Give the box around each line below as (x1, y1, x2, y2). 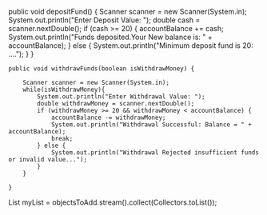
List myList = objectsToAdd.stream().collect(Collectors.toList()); (8, 197, 217, 207)
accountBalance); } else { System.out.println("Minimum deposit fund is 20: (8, 41, 253, 50)
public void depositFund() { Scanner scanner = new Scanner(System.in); (8, 7, 248, 16)
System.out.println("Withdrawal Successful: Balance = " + (50, 121, 252, 129)
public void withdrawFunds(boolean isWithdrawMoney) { (8, 65, 195, 73)
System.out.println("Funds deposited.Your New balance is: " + (8, 32, 213, 42)
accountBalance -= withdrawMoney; (50, 113, 166, 121)
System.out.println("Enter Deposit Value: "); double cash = (8, 15, 201, 25)
